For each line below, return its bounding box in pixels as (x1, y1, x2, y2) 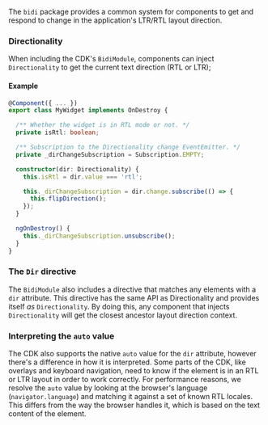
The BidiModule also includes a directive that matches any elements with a (8, 284, 257, 294)
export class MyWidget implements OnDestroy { (8, 107, 168, 115)
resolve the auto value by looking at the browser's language (8, 383, 208, 393)
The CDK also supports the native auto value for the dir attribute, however (8, 349, 257, 359)
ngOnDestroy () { (15, 225, 70, 233)
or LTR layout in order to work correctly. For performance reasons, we (8, 375, 241, 385)
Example (8, 81, 39, 90)
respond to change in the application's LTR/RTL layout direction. (8, 15, 223, 25)
